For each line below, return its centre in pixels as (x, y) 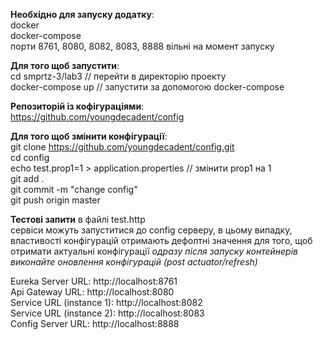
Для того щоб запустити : (65, 65)
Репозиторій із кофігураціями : (77, 106)
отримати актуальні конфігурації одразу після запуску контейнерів (154, 251)
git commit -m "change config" (74, 189)
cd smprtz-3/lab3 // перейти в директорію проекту (118, 76)
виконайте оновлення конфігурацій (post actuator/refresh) (134, 262)
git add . (27, 178)
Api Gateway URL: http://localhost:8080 (92, 292)
